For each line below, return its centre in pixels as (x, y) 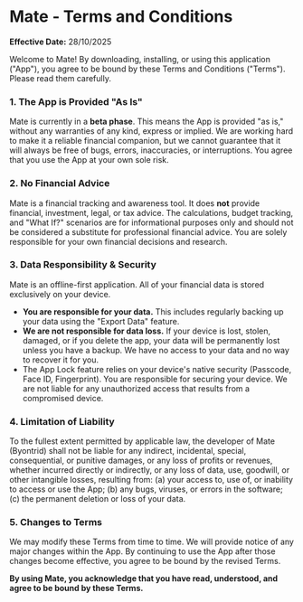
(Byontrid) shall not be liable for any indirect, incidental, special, (128, 451)
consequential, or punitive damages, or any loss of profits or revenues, (141, 461)
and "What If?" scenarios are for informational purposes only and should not (151, 222)
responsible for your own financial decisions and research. (118, 241)
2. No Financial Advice (60, 183)
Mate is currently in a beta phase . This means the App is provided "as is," (147, 122)
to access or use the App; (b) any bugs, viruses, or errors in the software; (146, 489)
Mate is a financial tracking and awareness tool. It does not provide (135, 203)
